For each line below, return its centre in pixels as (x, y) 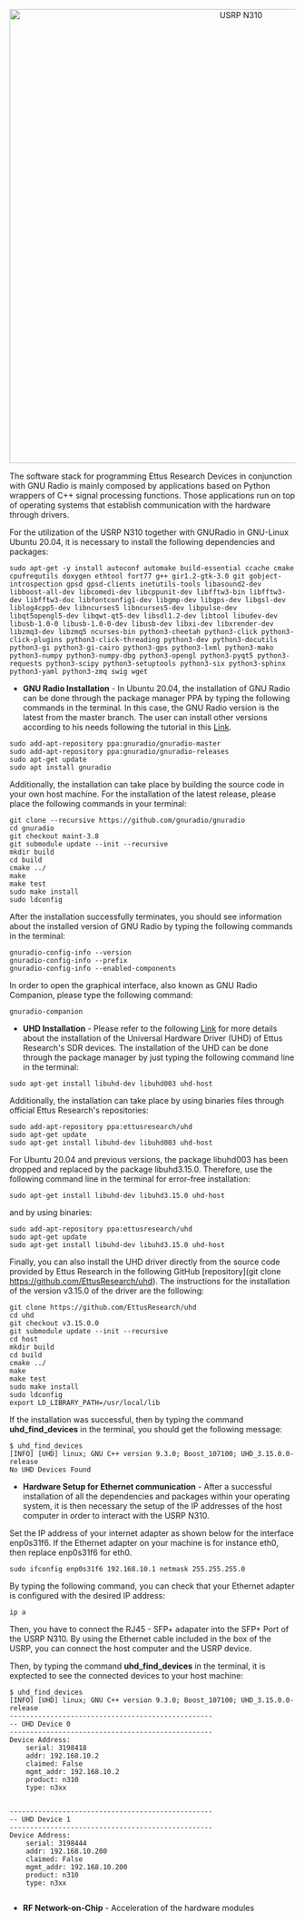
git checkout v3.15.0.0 (54, 1323)
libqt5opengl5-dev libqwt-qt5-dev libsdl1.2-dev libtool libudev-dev (144, 616)
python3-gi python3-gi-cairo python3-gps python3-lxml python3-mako (142, 648)
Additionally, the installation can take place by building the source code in (147, 784)
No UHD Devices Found (50, 1470)
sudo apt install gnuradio (60, 768)
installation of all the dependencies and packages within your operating (156, 1496)
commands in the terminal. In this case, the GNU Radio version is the (151, 708)
